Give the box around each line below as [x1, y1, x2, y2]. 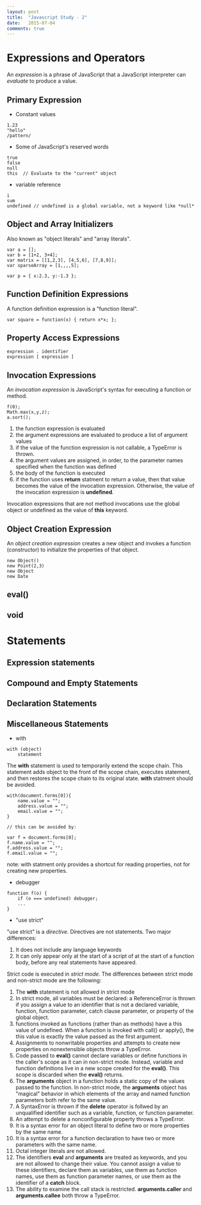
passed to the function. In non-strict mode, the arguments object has [15, 1084, 187, 1091]
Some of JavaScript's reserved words [15, 143, 109, 150]
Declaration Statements [7, 699, 98, 709]
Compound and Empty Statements [7, 678, 138, 688]
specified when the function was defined [15, 463, 117, 471]
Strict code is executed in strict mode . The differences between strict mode [7, 970, 193, 978]
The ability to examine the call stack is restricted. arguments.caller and [15, 1186, 192, 1193]
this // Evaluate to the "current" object [7, 171, 117, 177]
